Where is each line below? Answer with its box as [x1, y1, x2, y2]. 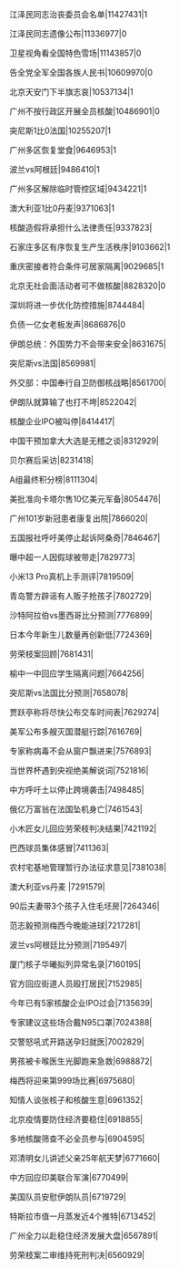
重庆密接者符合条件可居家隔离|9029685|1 [9, 261, 164, 272]
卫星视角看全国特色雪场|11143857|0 [9, 47, 142, 58]
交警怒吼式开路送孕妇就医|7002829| [9, 1036, 145, 1047]
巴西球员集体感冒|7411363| [9, 843, 109, 853]
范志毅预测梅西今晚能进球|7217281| [9, 921, 141, 931]
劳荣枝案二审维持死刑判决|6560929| [9, 1250, 145, 1260]
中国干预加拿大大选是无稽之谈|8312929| [9, 435, 159, 446]
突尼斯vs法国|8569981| [9, 358, 96, 369]
